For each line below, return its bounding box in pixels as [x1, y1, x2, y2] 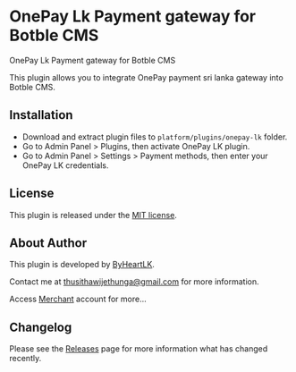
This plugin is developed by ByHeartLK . [9, 259, 155, 270]
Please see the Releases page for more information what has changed [9, 343, 268, 354]
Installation [9, 107, 73, 123]
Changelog [9, 319, 72, 334]
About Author [9, 235, 88, 250]
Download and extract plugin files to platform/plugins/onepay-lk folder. [21, 131, 288, 142]
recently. [9, 353, 42, 364]
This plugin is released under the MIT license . [9, 209, 177, 220]
